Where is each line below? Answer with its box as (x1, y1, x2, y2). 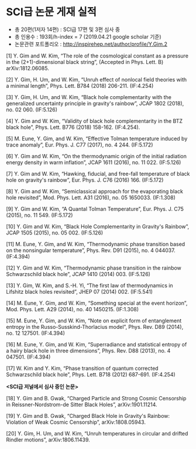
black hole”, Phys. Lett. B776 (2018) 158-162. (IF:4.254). (6, 124, 140, 131)
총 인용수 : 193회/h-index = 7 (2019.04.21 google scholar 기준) (14, 33, 162, 40)
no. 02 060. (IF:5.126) (6, 106, 57, 113)
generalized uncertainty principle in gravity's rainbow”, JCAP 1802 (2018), (6, 100, 184, 107)
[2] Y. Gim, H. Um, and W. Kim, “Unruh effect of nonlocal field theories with (6, 76, 187, 83)
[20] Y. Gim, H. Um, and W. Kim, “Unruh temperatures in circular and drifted (6, 430, 188, 437)
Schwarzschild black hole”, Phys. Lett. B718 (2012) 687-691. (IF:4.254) (6, 370, 176, 378)
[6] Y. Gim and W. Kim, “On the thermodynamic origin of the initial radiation (6, 152, 187, 159)
